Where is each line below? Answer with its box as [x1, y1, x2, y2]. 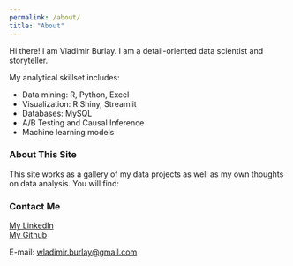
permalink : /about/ [9, 12, 81, 22]
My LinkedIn [9, 220, 55, 231]
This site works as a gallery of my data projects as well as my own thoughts [9, 169, 284, 179]
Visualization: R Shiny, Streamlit [21, 98, 137, 109]
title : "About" [9, 21, 65, 30]
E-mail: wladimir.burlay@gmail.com [9, 247, 138, 257]
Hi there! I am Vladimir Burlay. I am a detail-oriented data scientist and [9, 45, 264, 56]
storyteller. [9, 55, 49, 65]
